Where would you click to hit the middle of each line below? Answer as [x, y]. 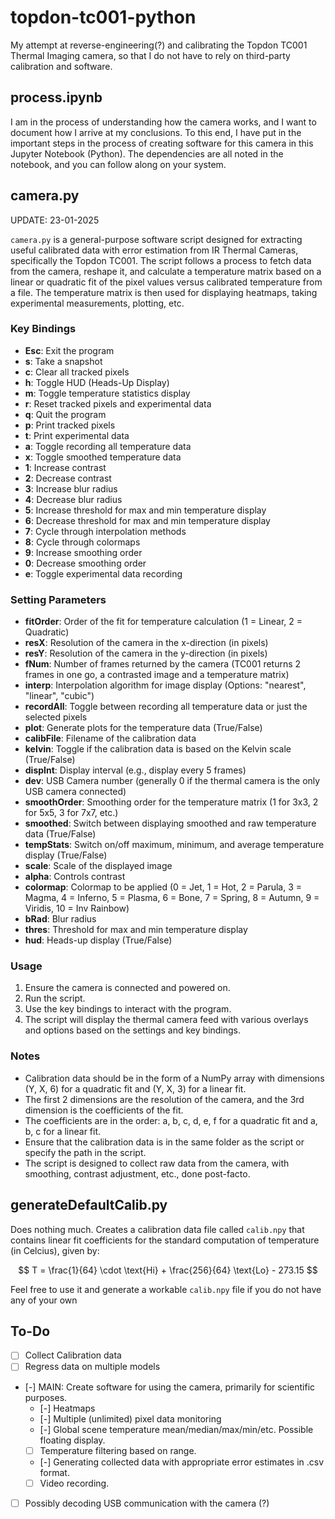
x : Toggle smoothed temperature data [103, 457]
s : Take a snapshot [63, 361]
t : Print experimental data [77, 435]
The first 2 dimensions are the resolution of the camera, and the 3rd [164, 1099]
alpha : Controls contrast [75, 877]
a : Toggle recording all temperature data [108, 446]
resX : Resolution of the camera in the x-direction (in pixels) [146, 643]
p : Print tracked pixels [70, 425]
